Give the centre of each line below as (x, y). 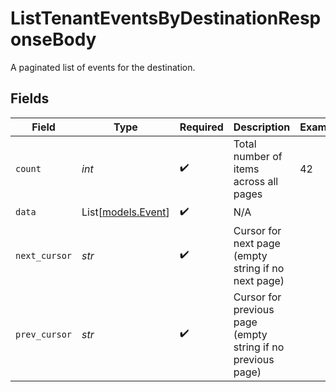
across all (256, 181)
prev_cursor (44, 334)
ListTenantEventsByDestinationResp (166, 18)
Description (262, 127)
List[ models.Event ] (125, 212)
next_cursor (44, 255)
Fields (30, 98)
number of (258, 156)
